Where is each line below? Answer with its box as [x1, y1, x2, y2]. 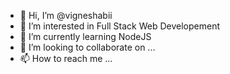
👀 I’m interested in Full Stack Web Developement [19, 20, 221, 32]
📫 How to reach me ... [19, 53, 113, 64]
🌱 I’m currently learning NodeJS [19, 31, 152, 42]
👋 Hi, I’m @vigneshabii [19, 10, 113, 21]
